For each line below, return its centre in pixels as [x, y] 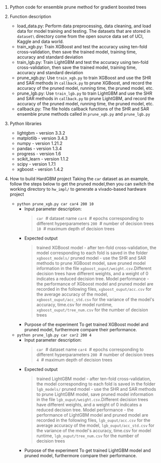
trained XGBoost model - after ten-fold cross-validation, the [96, 248]
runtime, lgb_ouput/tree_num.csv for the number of [88, 436]
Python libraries [26, 123]
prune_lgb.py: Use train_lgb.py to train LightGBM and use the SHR [85, 93]
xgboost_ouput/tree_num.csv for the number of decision [92, 310]
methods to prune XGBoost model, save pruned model [91, 263]
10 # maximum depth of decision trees [75, 229]
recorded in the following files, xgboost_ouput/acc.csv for [94, 289]
